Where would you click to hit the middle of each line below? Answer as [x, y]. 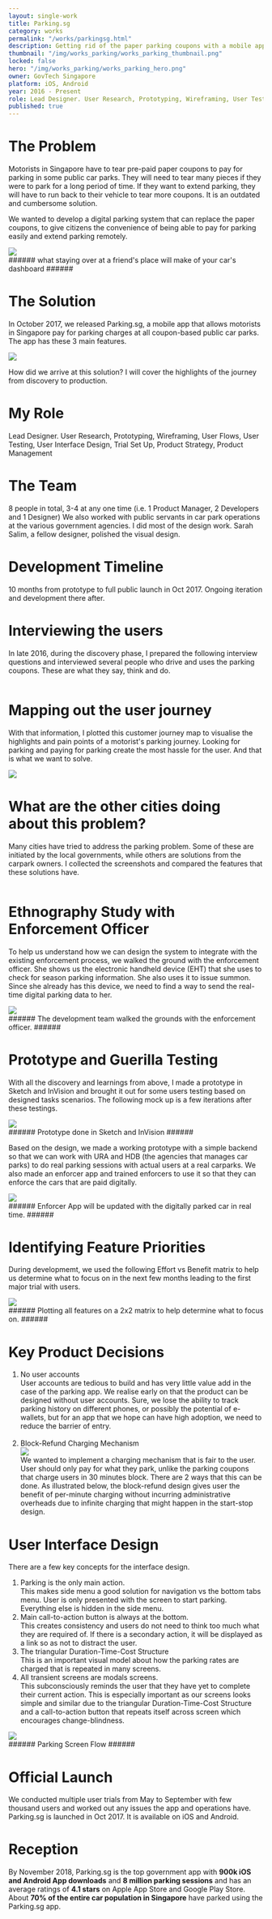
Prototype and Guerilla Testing [113, 1060]
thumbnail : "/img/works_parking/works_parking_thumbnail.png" [115, 54]
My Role [36, 413]
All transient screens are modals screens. [89, 1677]
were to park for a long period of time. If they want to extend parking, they [132, 186]
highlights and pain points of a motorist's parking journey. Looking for [125, 741]
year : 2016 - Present [45, 91]
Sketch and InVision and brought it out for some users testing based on [127, 1090]
